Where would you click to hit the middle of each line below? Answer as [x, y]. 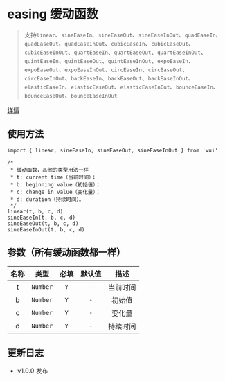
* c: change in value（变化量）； [55, 192]
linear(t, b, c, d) [35, 211]
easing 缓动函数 [53, 14]
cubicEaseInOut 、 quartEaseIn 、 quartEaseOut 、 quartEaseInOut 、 [115, 52]
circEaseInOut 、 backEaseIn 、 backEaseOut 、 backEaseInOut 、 [109, 78]
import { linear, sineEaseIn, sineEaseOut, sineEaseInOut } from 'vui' [112, 150]
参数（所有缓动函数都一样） [66, 252]
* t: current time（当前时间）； [53, 177]
